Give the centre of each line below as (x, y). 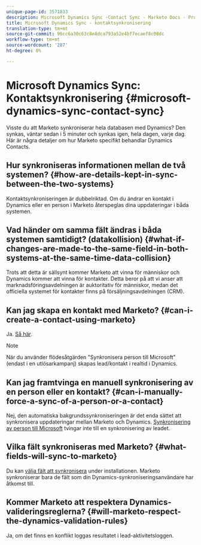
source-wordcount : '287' (37, 45)
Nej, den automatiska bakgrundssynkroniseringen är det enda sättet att (94, 415)
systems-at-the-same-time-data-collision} (89, 258)
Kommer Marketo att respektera (67, 502)
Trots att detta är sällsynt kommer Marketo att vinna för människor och (93, 272)
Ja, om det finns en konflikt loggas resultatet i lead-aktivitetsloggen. (90, 535)
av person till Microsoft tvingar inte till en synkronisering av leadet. (88, 428)
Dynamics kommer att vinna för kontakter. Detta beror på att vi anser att (95, 279)
